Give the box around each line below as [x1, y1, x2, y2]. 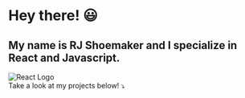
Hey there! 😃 [8, 6, 98, 25]
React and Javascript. [8, 51, 120, 64]
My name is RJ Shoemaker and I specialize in [8, 39, 238, 52]
